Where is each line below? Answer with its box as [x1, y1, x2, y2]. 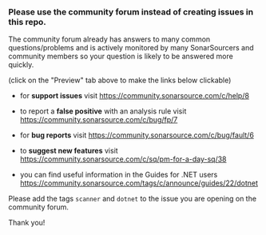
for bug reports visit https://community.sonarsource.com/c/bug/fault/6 [19, 130, 254, 140]
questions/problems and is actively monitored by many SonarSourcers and [8, 43, 254, 53]
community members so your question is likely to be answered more [8, 51, 233, 62]
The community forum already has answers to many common [8, 34, 211, 44]
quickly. [8, 60, 34, 70]
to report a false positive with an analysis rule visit [19, 106, 187, 116]
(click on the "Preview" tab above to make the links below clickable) [8, 75, 232, 86]
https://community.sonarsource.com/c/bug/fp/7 [19, 115, 178, 125]
